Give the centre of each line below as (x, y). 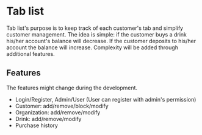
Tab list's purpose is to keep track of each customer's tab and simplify (95, 28)
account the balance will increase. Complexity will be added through (92, 47)
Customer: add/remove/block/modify (62, 106)
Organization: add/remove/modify (58, 112)
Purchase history (36, 125)
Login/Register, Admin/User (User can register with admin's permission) (106, 99)
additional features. (31, 54)
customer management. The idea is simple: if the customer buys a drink (97, 34)
